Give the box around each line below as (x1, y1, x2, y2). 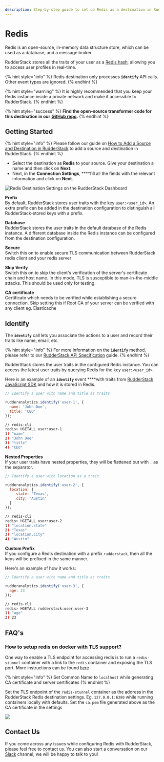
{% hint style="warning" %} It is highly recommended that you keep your (5, 88, 152, 94)
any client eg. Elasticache (5, 305, 57, 311)
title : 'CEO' (9, 409, 36, 414)
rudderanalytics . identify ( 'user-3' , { (5, 584, 84, 589)
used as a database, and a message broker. (5, 49, 93, 55)
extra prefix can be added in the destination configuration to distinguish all (5, 205, 155, 211)
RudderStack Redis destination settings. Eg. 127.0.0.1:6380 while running (5, 694, 153, 700)
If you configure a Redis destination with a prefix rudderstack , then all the (5, 550, 153, 557)
